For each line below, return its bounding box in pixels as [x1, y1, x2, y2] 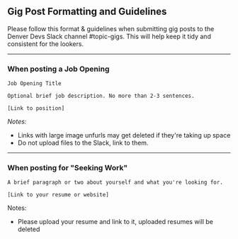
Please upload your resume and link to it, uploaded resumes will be [17, 218, 214, 226]
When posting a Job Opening [7, 64, 110, 74]
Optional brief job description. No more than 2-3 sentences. [7, 92, 195, 100]
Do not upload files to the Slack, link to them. [17, 138, 149, 148]
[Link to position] [7, 105, 65, 112]
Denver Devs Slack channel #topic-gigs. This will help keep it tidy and [7, 32, 211, 40]
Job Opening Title [7, 80, 62, 87]
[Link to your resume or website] [7, 191, 110, 199]
